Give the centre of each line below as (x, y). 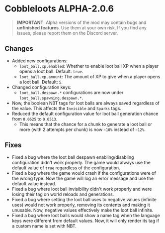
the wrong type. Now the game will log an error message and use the (83, 178)
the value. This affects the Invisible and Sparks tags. (66, 108)
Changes (19, 49)
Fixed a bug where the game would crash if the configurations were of (84, 173)
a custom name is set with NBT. (44, 226)
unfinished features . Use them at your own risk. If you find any (82, 27)
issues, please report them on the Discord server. (67, 33)
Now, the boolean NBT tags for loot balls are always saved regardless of (85, 103)
